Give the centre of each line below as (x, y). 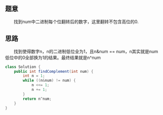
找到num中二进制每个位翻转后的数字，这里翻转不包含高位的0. (76, 22)
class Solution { (23, 67)
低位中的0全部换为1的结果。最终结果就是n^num (53, 57)
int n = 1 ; (34, 76)
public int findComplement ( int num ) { (54, 71)
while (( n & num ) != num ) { (49, 81)
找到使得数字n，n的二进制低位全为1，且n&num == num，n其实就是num (86, 51)
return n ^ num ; (37, 99)
